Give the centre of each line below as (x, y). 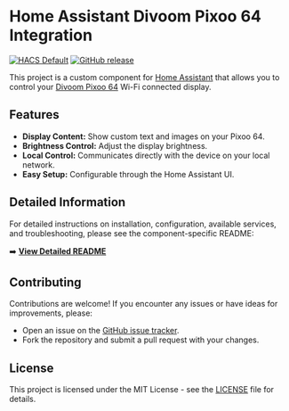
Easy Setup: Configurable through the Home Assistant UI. (128, 174)
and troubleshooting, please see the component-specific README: (132, 233)
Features (34, 115)
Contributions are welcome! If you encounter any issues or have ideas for (144, 304)
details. (23, 399)
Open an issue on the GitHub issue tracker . (100, 331)
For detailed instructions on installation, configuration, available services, (143, 224)
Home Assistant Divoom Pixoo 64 (136, 16)
